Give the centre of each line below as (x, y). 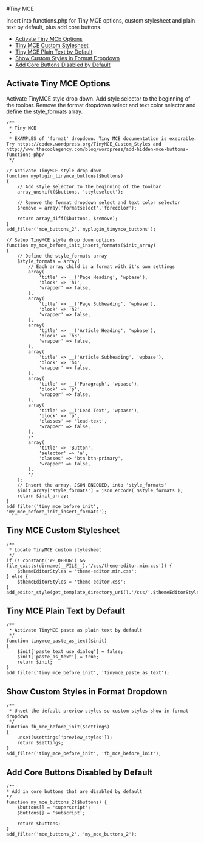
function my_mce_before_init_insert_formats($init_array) (81, 245)
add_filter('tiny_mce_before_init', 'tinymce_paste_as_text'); (88, 673)
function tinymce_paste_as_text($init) (57, 641)
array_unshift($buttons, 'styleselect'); (70, 192)
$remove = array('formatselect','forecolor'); (77, 208)
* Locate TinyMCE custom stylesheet (55, 550)
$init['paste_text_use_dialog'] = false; (70, 652)
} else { (17, 576)
